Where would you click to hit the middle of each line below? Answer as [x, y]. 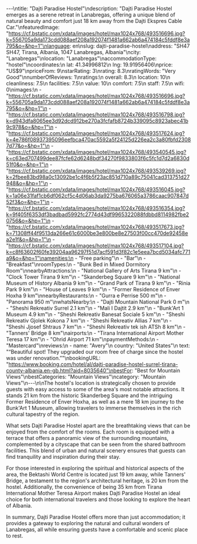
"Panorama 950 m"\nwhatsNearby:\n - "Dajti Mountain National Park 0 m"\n [98, 302]
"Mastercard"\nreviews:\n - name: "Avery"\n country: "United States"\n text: [98, 345]
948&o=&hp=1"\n [27, 183]
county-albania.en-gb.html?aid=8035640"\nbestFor [69, 370]
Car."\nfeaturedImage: [33, 27]
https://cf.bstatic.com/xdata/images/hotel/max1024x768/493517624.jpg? [97, 133]
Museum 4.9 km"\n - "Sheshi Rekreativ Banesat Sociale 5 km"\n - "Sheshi [96, 314]
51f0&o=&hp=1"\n [27, 164]
